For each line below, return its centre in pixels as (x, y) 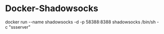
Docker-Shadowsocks (52, 8)
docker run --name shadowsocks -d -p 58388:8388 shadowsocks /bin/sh (81, 22)
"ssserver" (20, 27)
